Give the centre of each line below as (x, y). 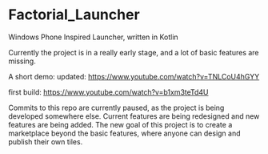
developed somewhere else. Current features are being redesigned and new (134, 116)
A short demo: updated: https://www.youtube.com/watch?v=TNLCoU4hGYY (134, 76)
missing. (22, 61)
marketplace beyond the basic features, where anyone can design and (125, 133)
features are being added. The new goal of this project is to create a (120, 124)
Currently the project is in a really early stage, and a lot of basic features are (134, 52)
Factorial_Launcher (74, 15)
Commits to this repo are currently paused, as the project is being (116, 107)
